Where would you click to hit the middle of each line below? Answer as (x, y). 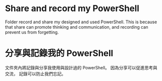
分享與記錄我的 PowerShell (59, 53)
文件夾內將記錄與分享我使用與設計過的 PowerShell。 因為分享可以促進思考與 (81, 67)
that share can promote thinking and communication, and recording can (77, 27)
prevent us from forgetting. (32, 32)
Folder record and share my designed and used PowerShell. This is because (81, 22)
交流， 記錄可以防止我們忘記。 (35, 74)
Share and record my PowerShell (72, 8)
